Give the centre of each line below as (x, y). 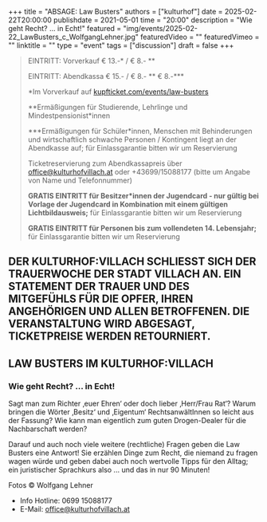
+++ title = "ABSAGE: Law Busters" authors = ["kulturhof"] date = (116, 12)
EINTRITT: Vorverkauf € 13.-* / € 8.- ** (91, 61)
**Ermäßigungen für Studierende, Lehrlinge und (108, 107)
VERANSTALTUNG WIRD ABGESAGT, (102, 324)
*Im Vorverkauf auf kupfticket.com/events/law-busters (118, 92)
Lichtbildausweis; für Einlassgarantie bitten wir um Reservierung (135, 213)
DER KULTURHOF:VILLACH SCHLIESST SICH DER (132, 262)
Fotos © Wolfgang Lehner (51, 485)
